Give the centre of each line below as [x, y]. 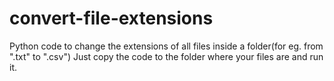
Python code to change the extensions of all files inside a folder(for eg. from [166, 46]
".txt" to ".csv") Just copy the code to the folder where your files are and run [166, 56]
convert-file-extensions [111, 18]
